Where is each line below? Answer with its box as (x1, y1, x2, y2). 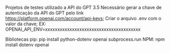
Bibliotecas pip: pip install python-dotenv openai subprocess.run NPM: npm (5, 36, 165, 42)
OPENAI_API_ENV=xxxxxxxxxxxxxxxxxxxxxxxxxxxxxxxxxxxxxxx (5, 26, 141, 32)
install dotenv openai (5, 42, 50, 48)
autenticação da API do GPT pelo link (5, 10, 84, 16)
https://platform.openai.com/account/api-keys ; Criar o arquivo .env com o (5, 15, 161, 21)
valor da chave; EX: (5, 21, 46, 27)
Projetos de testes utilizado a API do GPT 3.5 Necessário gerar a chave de (5, 5, 162, 10)
